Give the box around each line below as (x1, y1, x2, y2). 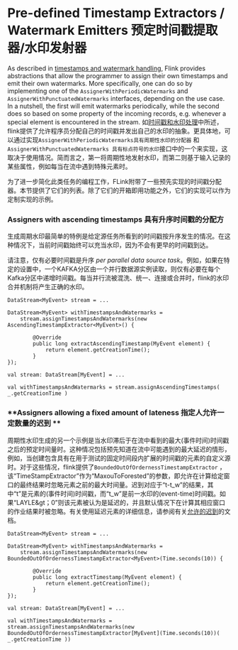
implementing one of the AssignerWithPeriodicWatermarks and (7, 87, 188, 95)
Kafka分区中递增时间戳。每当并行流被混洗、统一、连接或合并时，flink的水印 (7, 273, 229, 282)
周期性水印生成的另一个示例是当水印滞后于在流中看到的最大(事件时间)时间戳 (7, 435, 229, 445)
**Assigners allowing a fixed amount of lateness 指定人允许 (7, 408, 217, 418)
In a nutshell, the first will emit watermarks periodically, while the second (7, 102, 220, 110)
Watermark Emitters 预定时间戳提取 (7, 23, 218, 38)
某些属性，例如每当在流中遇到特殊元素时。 (7, 162, 132, 170)
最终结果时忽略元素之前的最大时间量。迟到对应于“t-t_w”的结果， (19, 480, 208, 489)
